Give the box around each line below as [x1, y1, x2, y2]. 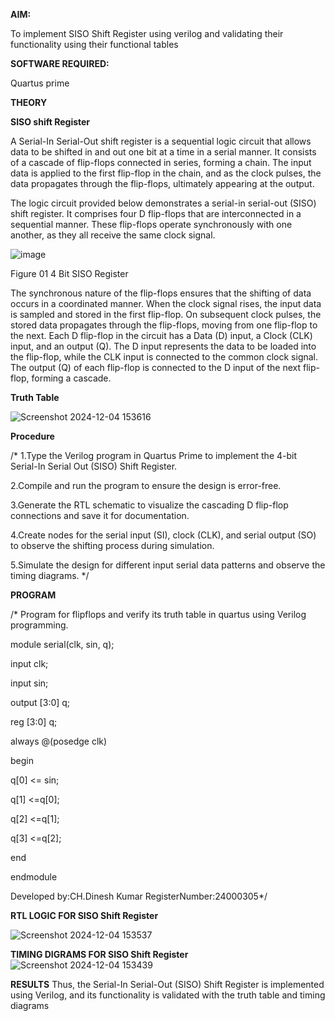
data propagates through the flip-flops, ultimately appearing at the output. [10, 178, 315, 189]
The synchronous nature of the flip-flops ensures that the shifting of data [10, 287, 312, 299]
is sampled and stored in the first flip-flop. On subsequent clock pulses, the [10, 309, 322, 320]
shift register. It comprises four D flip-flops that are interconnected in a [10, 208, 302, 219]
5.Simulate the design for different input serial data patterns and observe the [10, 559, 326, 571]
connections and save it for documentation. [10, 510, 190, 521]
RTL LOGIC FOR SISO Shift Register [10, 910, 159, 921]
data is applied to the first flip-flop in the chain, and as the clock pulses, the [10, 167, 322, 179]
